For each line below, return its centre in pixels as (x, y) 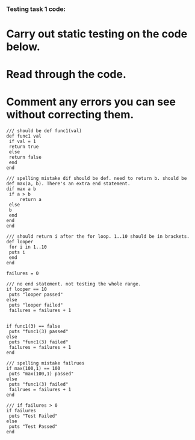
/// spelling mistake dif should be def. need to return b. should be (97, 179)
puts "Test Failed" (33, 416)
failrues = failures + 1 (40, 390)
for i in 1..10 (28, 247)
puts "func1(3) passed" (39, 332)
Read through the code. (66, 75)
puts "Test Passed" (33, 427)
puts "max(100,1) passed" (41, 374)
